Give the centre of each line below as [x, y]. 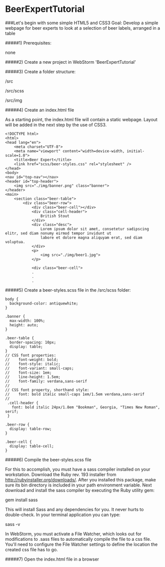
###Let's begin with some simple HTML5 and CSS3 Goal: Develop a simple [82, 23]
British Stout [55, 216]
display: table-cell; [32, 446]
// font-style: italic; [33, 364]
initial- [136, 151]
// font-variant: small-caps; [40, 368]
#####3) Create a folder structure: [40, 71]
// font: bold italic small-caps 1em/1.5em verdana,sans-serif [75, 394]
